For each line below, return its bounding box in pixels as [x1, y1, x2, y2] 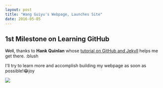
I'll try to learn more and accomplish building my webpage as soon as [5, 63, 147, 69]
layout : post [5, 7, 32, 12]
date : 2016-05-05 [5, 16, 41, 21]
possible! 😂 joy [5, 68, 35, 74]
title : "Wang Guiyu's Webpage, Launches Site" [5, 12, 103, 17]
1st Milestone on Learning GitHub [5, 35, 110, 43]
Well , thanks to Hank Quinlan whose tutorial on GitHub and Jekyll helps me [5, 48, 159, 54]
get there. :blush [5, 53, 39, 59]
